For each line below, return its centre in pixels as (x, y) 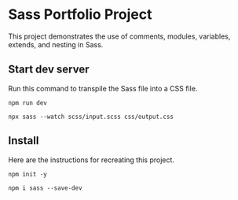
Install (24, 141)
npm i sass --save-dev (45, 188)
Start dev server (49, 70)
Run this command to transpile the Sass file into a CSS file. (103, 88)
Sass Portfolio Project (80, 15)
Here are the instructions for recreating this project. (92, 160)
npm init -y (27, 174)
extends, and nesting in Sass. (56, 44)
